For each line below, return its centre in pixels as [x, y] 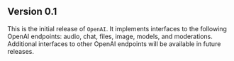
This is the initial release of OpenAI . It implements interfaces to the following [117, 28]
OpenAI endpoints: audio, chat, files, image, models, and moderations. [110, 36]
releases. [21, 51]
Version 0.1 [32, 12]
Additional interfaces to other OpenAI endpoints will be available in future [114, 44]
